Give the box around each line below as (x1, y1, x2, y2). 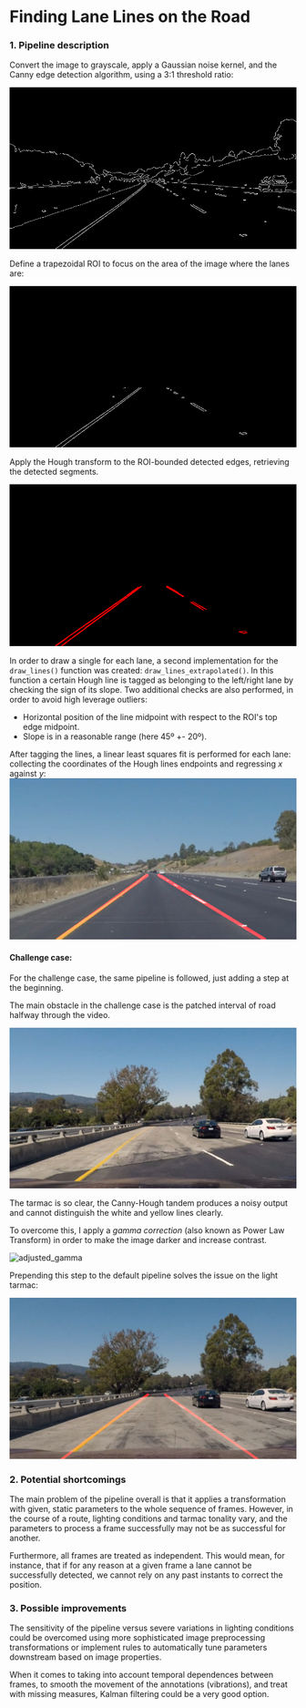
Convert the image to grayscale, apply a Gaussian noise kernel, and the (9, 59, 278, 70)
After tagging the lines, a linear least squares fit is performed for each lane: (9, 748, 291, 759)
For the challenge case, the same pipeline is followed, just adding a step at (9, 972, 290, 983)
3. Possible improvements (9, 1601, 127, 1614)
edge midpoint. (22, 721, 80, 732)
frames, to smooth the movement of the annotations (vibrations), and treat (9, 1679, 289, 1690)
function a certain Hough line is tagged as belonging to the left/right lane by (9, 674, 294, 685)
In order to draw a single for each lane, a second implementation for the (9, 654, 280, 666)
